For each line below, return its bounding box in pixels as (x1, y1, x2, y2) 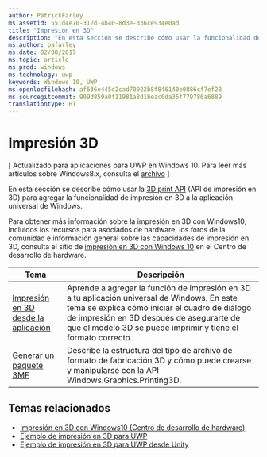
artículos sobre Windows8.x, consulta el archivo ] (8, 169, 170, 179)
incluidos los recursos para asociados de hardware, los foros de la (8, 225, 226, 235)
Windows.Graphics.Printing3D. (66, 374, 182, 386)
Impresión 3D (8, 134, 99, 152)
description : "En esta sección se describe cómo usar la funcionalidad (8, 33, 250, 42)
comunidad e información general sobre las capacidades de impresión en (8, 233, 250, 243)
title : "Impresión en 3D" (8, 26, 94, 34)
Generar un (12, 350, 55, 361)
